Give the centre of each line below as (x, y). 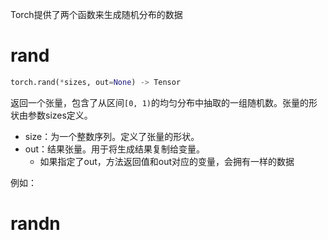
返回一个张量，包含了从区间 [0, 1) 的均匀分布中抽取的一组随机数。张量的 (159, 102)
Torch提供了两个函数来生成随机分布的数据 (96, 14)
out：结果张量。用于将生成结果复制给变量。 (115, 149)
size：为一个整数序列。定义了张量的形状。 (112, 136)
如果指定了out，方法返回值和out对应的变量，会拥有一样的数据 (167, 161)
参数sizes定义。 (60, 115)
